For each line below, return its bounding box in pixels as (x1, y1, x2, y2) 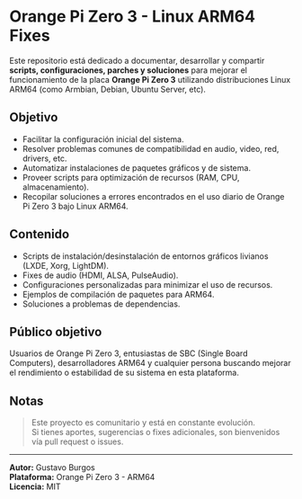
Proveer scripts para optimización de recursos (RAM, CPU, (22, 172, 240, 183)
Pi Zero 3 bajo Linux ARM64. (22, 200, 129, 211)
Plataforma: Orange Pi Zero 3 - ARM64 (9, 472, 155, 483)
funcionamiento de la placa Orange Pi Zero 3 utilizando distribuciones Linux (9, 74, 291, 85)
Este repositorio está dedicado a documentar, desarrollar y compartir (9, 55, 265, 66)
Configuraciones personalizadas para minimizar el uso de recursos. (22, 279, 273, 290)
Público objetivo (9, 324, 102, 339)
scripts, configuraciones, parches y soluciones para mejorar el (9, 65, 247, 76)
